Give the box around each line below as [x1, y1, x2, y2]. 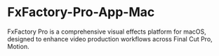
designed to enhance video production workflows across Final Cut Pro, [7, 34, 213, 43]
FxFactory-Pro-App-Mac [7, 4, 155, 20]
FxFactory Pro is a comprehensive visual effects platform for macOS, [7, 27, 207, 36]
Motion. [7, 42, 29, 50]
